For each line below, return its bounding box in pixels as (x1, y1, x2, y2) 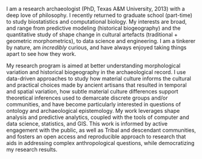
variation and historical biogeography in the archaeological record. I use (6, 69, 186, 75)
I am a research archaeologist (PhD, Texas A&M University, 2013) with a (6, 5, 185, 12)
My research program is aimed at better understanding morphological (6, 62, 181, 69)
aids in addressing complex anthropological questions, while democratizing (6, 140, 195, 146)
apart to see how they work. (6, 50, 77, 57)
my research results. (6, 146, 58, 153)
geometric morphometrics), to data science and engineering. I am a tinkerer (6, 38, 196, 44)
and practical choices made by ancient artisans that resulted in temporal (6, 81, 187, 89)
